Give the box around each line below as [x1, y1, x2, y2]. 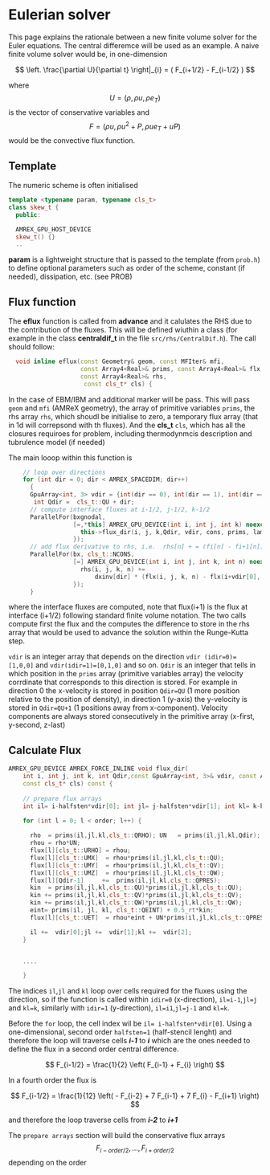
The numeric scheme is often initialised [8, 181, 138, 190]
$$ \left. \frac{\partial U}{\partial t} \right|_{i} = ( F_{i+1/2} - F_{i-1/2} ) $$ [14, 64, 256, 74]
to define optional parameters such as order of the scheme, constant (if [8, 263, 245, 273]
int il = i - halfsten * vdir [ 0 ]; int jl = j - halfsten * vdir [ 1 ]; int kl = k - [22, 802, 261, 810]
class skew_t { [8, 203, 59, 211]
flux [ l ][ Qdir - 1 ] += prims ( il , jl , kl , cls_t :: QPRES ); [29, 876, 221, 884]
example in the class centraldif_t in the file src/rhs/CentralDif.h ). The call [8, 333, 256, 343]
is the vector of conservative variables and [8, 107, 150, 117]
